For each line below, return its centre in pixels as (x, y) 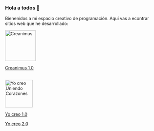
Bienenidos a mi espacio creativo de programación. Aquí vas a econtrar (77, 19)
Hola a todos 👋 (22, 8)
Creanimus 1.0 (20, 68)
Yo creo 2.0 (17, 124)
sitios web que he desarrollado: (37, 23)
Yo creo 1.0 (16, 114)
